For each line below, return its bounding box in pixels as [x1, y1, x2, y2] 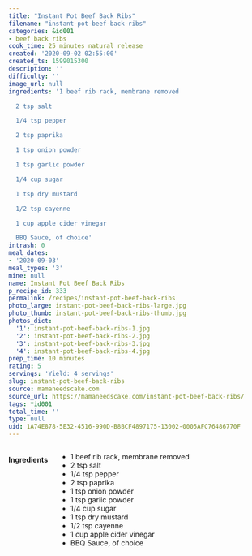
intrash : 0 [8, 241, 45, 250]
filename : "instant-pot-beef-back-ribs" [8, 19, 147, 28]
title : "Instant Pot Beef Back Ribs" [8, 11, 136, 20]
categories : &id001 [8, 27, 75, 35]
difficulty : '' [8, 72, 60, 80]
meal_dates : [8, 249, 49, 257]
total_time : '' [8, 407, 60, 416]
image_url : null [8, 80, 63, 88]
